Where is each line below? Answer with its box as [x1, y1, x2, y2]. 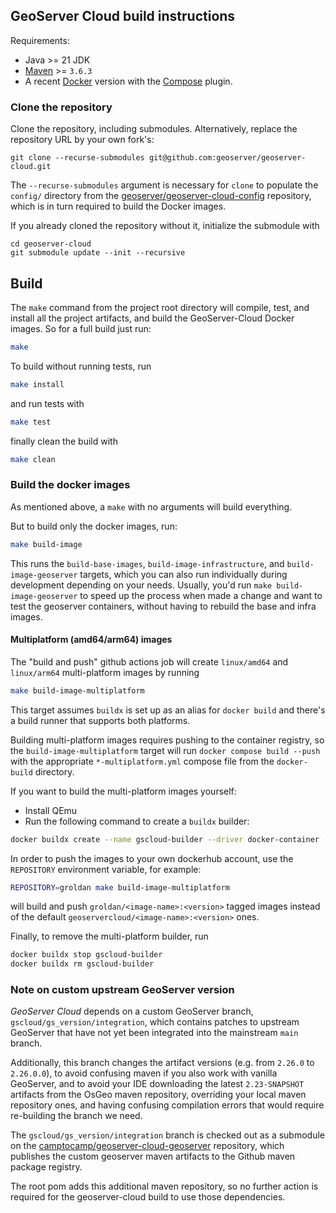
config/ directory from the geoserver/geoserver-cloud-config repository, [10, 190, 312, 202]
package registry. [10, 1161, 83, 1173]
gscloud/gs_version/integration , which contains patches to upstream [10, 1016, 300, 1028]
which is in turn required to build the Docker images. [10, 200, 227, 213]
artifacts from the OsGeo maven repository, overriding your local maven [10, 1089, 307, 1101]
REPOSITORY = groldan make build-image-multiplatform [10, 882, 230, 893]
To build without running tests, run [10, 360, 152, 372]
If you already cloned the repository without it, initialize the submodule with [10, 220, 320, 232]
